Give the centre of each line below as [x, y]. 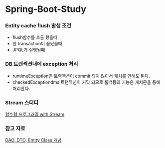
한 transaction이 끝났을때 [37, 44]
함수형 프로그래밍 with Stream [35, 114]
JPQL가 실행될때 [29, 50]
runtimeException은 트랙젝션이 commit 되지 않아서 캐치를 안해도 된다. [81, 76]
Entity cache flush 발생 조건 [38, 26]
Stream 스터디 [22, 102]
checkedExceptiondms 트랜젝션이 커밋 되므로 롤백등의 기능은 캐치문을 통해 [86, 82]
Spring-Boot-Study [46, 9]
